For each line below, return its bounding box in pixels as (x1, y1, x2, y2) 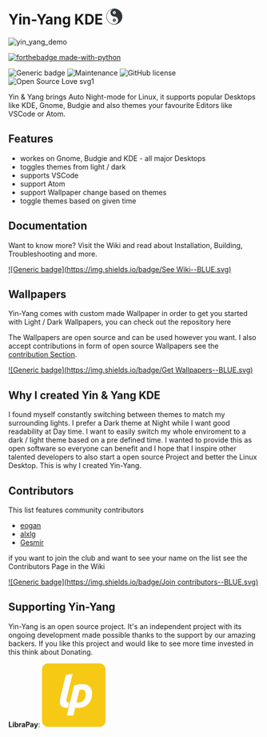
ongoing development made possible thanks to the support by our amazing (8, 630, 256, 639)
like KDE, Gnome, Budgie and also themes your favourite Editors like (8, 100, 233, 110)
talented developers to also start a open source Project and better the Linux (8, 452, 257, 462)
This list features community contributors (8, 505, 144, 515)
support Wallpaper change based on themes (19, 187, 167, 197)
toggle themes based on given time (19, 196, 137, 206)
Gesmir (19, 538, 44, 547)
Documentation (8, 219, 88, 233)
